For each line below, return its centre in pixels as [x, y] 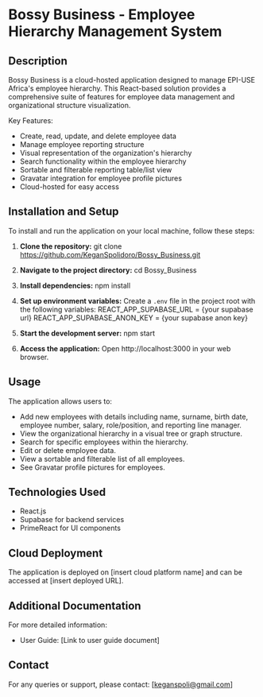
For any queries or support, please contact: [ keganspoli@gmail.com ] [120, 684]
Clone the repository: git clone [71, 246]
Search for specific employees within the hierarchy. [104, 442]
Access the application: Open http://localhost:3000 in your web [125, 348]
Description [38, 61]
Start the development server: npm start [87, 333]
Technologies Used [57, 492]
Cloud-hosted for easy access [69, 187]
